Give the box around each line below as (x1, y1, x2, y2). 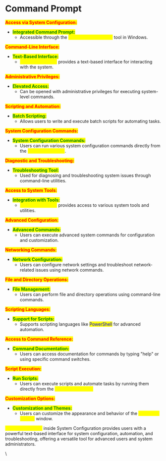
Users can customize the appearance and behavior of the (19, 410, 138, 416)
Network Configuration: (12, 256, 63, 262)
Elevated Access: (12, 83, 50, 89)
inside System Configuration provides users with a (43, 425, 146, 431)
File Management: (12, 286, 51, 292)
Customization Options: (5, 395, 55, 402)
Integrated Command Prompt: (12, 29, 75, 35)
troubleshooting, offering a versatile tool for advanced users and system (5, 436, 153, 442)
